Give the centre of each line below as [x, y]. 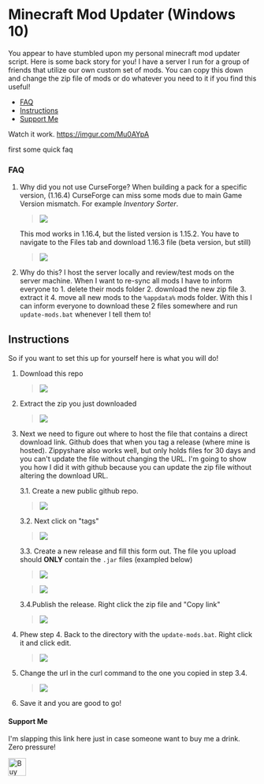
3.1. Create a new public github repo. [79, 491]
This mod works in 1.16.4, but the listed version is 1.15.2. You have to [129, 234]
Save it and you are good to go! [71, 703]
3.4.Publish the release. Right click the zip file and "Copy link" [120, 605]
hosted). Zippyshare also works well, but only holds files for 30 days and [138, 451]
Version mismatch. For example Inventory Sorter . [99, 204]
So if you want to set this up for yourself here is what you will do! [113, 358]
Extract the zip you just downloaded [78, 403]
